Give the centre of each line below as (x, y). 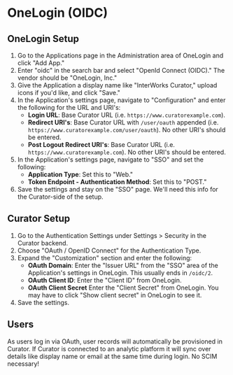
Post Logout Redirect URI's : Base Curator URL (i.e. (101, 144)
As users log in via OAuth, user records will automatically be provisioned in (115, 341)
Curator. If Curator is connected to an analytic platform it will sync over (109, 348)
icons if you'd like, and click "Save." (69, 93)
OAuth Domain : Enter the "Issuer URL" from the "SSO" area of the (123, 265)
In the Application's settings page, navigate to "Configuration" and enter (121, 100)
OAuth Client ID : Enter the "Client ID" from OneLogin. (105, 280)
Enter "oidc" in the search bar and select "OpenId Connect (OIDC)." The (121, 70)
